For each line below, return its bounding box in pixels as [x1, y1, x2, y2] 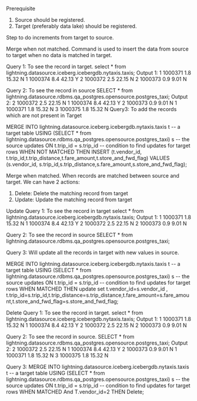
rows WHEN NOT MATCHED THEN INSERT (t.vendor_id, [6, 148, 142, 155]
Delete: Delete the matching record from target [14, 190, 128, 196]
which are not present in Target [6, 112, 82, 119]
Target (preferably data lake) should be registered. [14, 23, 137, 29]
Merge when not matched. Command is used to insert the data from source [6, 45, 189, 52]
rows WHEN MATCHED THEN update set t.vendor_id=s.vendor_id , [6, 285, 168, 292]
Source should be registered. [14, 16, 85, 23]
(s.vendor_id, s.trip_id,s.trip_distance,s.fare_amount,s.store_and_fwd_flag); [6, 161, 187, 168]
